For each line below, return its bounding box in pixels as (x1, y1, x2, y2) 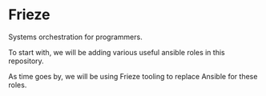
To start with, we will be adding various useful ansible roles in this (8, 47, 226, 57)
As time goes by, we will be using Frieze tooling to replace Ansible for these (8, 71, 258, 81)
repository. (8, 56, 44, 66)
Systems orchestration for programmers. (8, 32, 143, 42)
